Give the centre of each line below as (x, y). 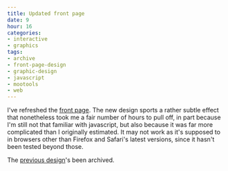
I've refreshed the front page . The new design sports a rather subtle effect (113, 110)
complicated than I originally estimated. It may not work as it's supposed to (114, 132)
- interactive (28, 39)
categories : (24, 33)
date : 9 (18, 20)
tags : (15, 52)
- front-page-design (37, 65)
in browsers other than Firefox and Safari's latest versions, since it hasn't (111, 139)
